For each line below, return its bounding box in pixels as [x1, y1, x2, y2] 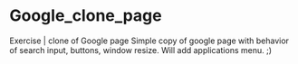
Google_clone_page [9, 5, 162, 26]
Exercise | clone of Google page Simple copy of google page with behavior [9, 35, 290, 46]
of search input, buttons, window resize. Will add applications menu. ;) [9, 44, 273, 55]
